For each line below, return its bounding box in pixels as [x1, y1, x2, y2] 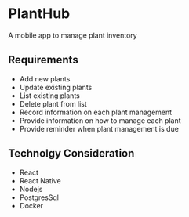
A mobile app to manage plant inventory [8, 31, 137, 40]
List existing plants [19, 91, 80, 100]
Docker [19, 201, 44, 210]
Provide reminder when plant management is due [19, 124, 179, 133]
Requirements [8, 53, 78, 67]
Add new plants [19, 74, 71, 83]
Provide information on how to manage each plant [19, 115, 182, 125]
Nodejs [19, 184, 43, 193]
